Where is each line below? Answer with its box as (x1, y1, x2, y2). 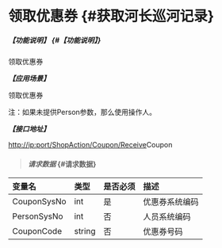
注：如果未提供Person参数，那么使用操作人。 (8, 108, 157, 117)
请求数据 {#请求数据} (27, 159, 97, 169)
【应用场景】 (8, 74, 50, 83)
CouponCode (12, 226, 62, 237)
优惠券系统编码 (142, 196, 199, 208)
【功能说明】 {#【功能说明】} (8, 35, 101, 44)
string (74, 226, 96, 237)
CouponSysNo (12, 196, 67, 207)
